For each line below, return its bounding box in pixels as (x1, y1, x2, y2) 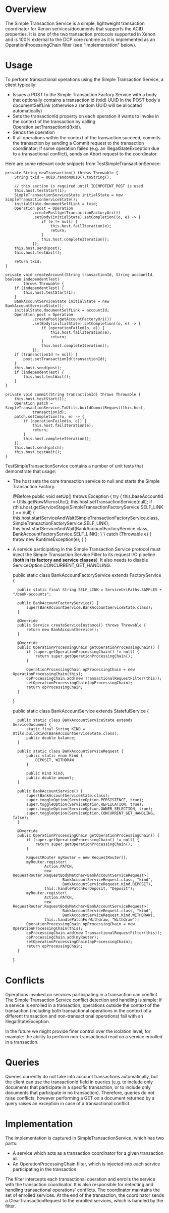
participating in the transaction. (12, 1166, 78, 1172)
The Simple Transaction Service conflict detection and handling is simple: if (5, 997, 162, 1003)
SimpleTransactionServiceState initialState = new (14, 192, 123, 198)
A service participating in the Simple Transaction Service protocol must (12, 546, 161, 552)
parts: (5, 1140, 18, 1146)
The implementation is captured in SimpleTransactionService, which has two (5, 1134, 164, 1141)
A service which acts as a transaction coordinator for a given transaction (12, 1150, 164, 1156)
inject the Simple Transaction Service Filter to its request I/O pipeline (12, 551, 155, 558)
